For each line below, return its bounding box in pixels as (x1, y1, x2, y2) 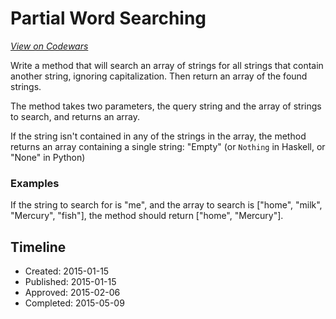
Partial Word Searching (10, 7, 207, 30)
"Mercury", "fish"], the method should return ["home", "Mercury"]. (10, 210, 284, 222)
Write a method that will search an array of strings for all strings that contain (10, 59, 324, 71)
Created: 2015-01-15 (24, 265, 110, 277)
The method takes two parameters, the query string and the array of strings (10, 100, 322, 112)
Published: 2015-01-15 (24, 276, 117, 288)
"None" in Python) (10, 151, 86, 163)
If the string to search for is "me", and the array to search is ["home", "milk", (10, 199, 323, 211)
